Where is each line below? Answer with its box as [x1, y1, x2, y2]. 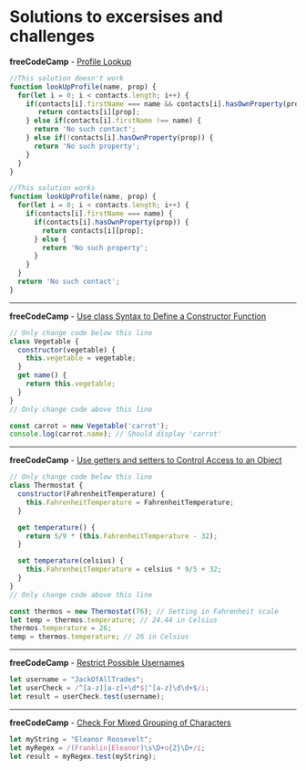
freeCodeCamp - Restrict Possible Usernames [9, 658, 185, 669]
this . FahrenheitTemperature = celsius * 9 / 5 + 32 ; [25, 564, 222, 575]
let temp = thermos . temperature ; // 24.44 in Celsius [9, 615, 219, 625]
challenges [9, 26, 96, 47]
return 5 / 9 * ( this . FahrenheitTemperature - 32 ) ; [25, 532, 219, 541]
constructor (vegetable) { [17, 345, 117, 354]
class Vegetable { [9, 336, 79, 346]
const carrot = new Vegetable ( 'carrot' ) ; [9, 421, 169, 430]
